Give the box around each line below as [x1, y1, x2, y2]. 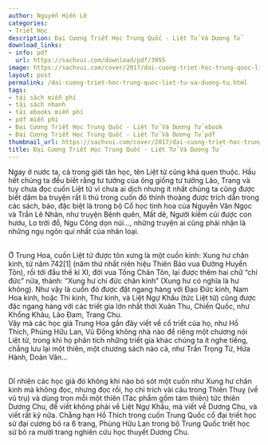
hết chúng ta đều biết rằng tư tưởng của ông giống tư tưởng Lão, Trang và [8, 176, 250, 185]
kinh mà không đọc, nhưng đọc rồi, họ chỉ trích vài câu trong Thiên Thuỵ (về [8, 385, 258, 395]
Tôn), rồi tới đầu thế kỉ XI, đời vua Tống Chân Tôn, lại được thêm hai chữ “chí [8, 268, 258, 277]
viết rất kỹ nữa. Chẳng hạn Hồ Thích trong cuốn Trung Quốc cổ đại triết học [8, 411, 257, 420]
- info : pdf [8, 49, 48, 57]
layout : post [8, 71, 52, 79]
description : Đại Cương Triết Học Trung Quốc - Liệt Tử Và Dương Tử [8, 34, 241, 42]
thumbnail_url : [8, 137, 59, 146]
